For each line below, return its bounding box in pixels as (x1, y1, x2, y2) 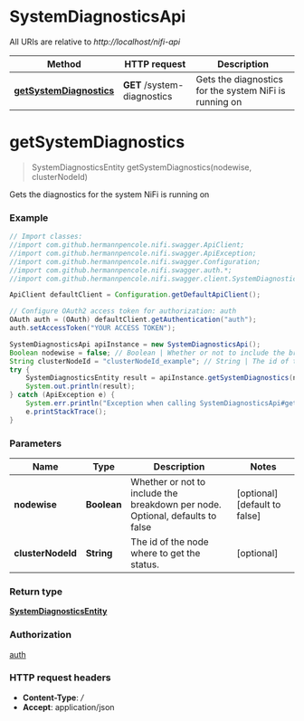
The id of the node (130, 536, 210, 548)
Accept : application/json (22, 701, 115, 712)
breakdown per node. (130, 498, 222, 510)
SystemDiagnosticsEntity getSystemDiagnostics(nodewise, (31, 161, 252, 173)
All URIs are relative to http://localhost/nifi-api (9, 36, 181, 47)
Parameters (9, 437, 62, 450)
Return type (9, 585, 63, 598)
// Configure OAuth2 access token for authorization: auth (9, 307, 237, 316)
